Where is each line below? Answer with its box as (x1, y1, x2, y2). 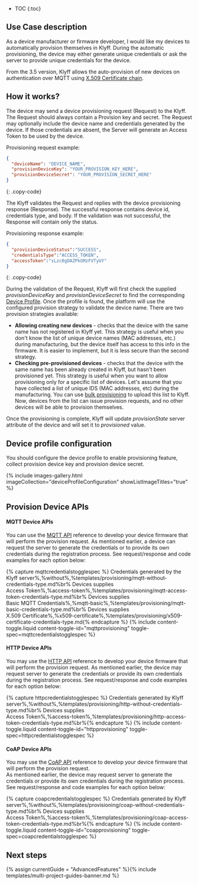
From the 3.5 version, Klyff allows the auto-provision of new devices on (6, 68, 180, 75)
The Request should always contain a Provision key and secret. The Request (6, 114, 192, 121)
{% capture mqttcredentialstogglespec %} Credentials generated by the (6, 568, 181, 575)
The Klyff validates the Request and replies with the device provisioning (6, 199, 181, 206)
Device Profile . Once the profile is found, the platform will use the (6, 298, 165, 305)
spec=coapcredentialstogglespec (6, 833, 88, 840)
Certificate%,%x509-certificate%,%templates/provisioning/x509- (22, 612, 183, 619)
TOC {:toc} (14, 5, 41, 12)
